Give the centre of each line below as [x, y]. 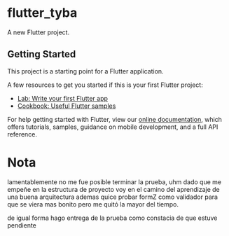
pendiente [22, 225]
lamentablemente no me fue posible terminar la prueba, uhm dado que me [114, 182]
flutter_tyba [42, 13]
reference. [22, 134]
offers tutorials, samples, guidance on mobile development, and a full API [113, 127]
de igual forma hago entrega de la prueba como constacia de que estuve [112, 218]
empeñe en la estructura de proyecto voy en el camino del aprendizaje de [114, 189]
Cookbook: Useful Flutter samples [67, 106]
